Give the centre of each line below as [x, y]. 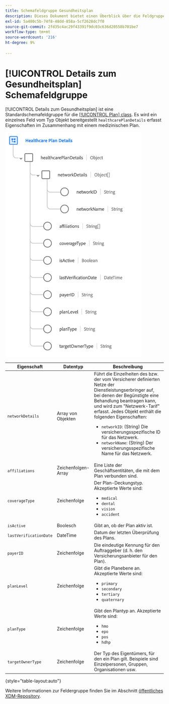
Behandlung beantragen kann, [125, 401]
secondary [112, 589]
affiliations [21, 471]
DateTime [67, 535]
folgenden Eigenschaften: [120, 417]
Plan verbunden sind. [116, 476]
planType [17, 629]
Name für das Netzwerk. [127, 454]
